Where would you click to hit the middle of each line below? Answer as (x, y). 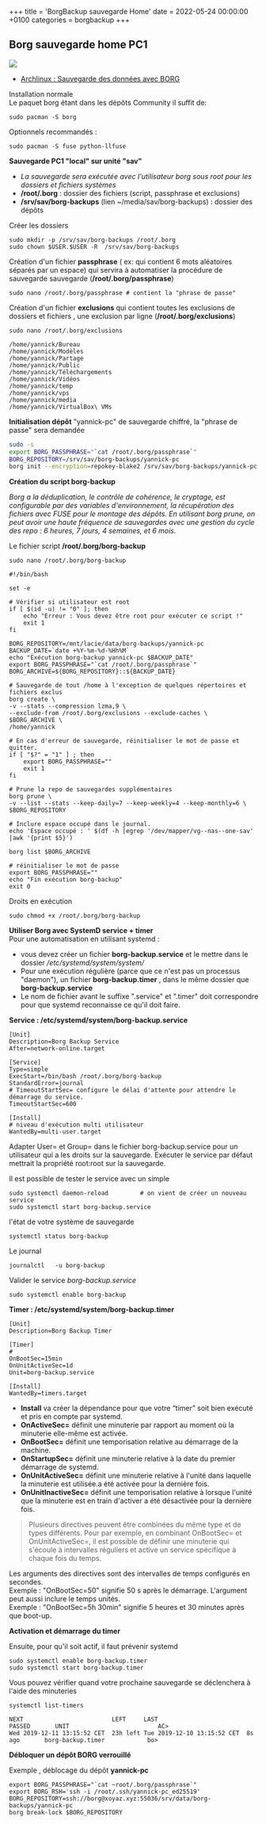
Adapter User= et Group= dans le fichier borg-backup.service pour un (123, 1147)
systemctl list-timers (46, 1706)
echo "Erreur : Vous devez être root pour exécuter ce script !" (133, 616)
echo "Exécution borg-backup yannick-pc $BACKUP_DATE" (101, 658)
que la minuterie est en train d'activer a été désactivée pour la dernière (136, 1501)
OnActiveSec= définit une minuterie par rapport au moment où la (127, 1425)
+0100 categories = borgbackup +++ (69, 20)
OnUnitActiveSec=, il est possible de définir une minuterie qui (129, 1542)
